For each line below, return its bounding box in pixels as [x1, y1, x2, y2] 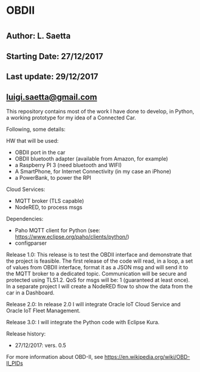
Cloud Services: [6, 186, 46, 193]
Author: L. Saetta [6, 31, 71, 41]
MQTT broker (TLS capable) [14, 197, 85, 204]
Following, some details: [6, 125, 66, 133]
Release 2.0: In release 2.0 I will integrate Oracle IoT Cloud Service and [6, 300, 181, 308]
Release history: [6, 330, 46, 337]
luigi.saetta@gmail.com [6, 92, 97, 102]
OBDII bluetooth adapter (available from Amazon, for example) [14, 155, 168, 162]
